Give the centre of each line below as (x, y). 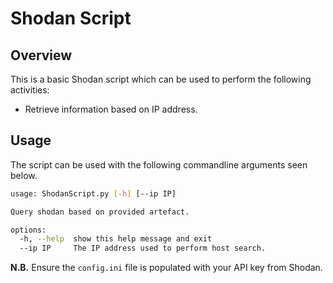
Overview (41, 55)
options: (28, 230)
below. (24, 175)
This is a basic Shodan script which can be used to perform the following (161, 79)
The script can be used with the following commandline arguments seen (159, 164)
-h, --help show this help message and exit (116, 239)
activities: (30, 90)
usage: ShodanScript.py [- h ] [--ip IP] (93, 193)
